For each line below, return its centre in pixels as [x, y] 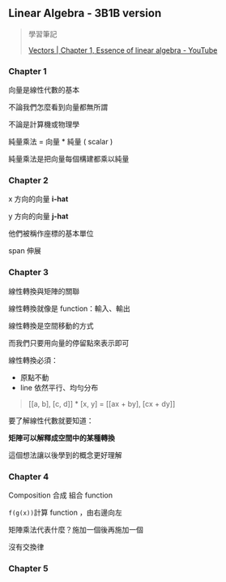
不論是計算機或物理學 [44, 124]
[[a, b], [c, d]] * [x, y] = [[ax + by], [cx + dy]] [102, 403]
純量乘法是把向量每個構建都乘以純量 [69, 159]
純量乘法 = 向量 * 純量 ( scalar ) [61, 142]
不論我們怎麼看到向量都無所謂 [58, 107]
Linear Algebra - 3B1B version [85, 13]
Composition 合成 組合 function [61, 495]
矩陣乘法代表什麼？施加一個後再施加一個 [76, 530]
